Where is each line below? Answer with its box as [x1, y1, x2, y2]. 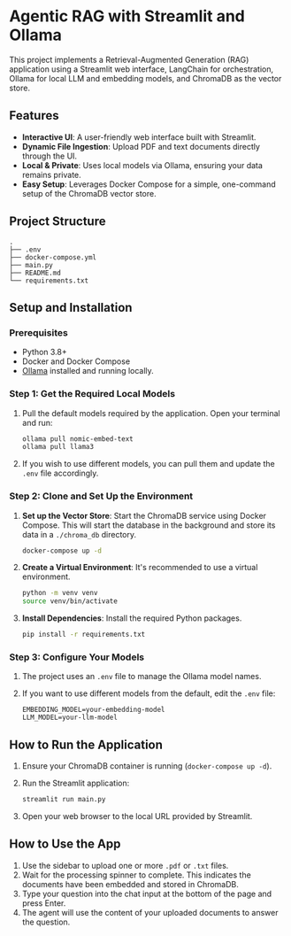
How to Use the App [9, 837, 121, 852]
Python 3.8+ [21, 347, 68, 358]
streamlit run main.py [21, 795, 106, 804]
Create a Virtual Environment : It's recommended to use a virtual [21, 562, 258, 573]
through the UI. [21, 151, 78, 161]
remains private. [21, 169, 81, 180]
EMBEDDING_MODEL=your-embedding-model [21, 706, 165, 715]
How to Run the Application [9, 737, 164, 752]
